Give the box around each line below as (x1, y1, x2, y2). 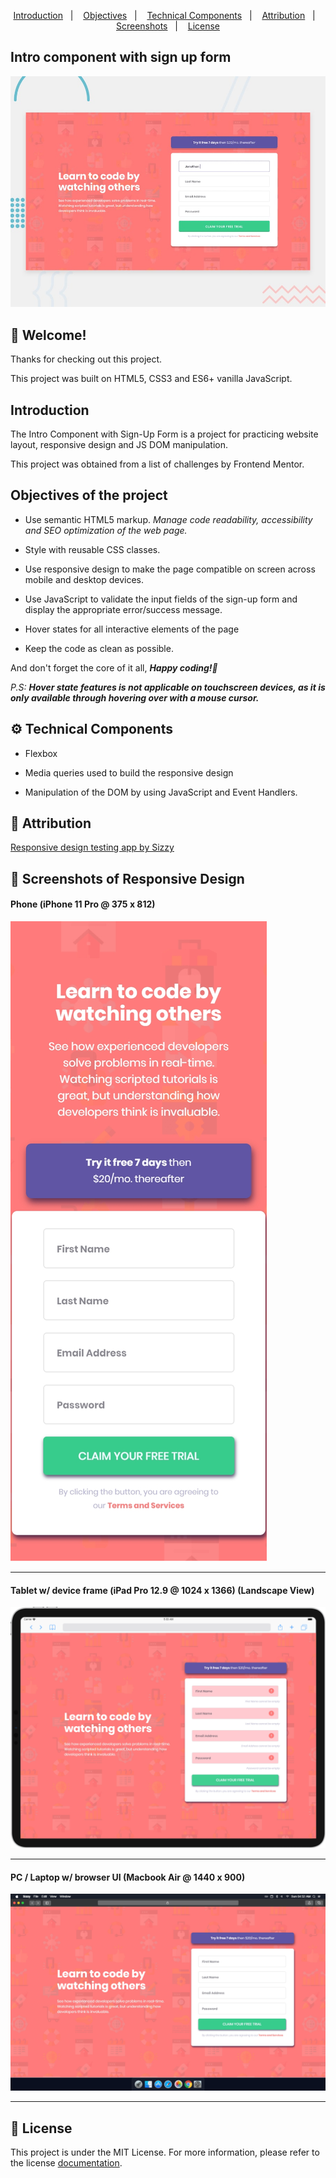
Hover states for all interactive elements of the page (24, 623, 240, 635)
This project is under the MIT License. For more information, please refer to (10, 2146, 320, 2159)
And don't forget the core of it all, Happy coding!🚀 (10, 661, 218, 674)
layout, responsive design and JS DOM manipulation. (10, 439, 228, 451)
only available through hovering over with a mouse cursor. (10, 691, 260, 704)
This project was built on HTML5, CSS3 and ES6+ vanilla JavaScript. (10, 373, 293, 385)
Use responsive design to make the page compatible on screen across (24, 563, 316, 575)
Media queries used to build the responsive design (24, 766, 234, 779)
